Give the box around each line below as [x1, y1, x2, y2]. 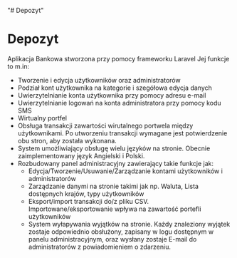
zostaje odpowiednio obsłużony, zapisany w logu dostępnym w [28, 227, 214, 236]
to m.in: [7, 62, 30, 71]
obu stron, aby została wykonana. [17, 136, 117, 145]
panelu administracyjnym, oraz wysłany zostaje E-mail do [28, 234, 197, 243]
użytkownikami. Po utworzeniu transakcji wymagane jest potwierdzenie [17, 128, 228, 138]
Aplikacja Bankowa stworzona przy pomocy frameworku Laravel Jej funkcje [7, 54, 230, 63]
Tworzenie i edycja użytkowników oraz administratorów [17, 76, 181, 84]
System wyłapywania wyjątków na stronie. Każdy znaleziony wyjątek [28, 220, 231, 228]
